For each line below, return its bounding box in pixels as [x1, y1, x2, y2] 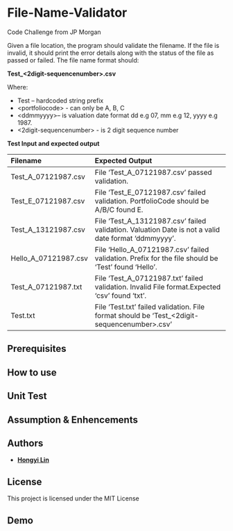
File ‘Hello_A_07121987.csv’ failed [94, 244, 209, 254]
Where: [7, 83, 28, 91]
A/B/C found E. [94, 205, 144, 214]
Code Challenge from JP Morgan [7, 28, 102, 36]
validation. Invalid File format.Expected [94, 282, 221, 292]
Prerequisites [7, 343, 67, 355]
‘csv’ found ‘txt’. [94, 290, 147, 300]
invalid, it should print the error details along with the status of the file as [7, 49, 214, 57]
